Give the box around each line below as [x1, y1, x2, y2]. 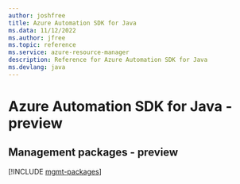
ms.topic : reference [8, 41, 77, 49]
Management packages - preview [8, 146, 179, 159]
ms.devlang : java [8, 63, 66, 71]
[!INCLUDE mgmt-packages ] [8, 167, 102, 176]
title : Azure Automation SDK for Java [8, 19, 137, 27]
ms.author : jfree [8, 33, 66, 42]
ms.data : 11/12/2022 [8, 26, 77, 34]
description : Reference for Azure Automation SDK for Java [8, 56, 208, 64]
